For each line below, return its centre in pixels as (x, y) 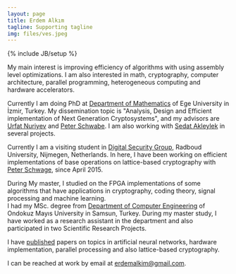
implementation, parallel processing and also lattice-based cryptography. (113, 250)
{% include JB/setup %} (42, 54)
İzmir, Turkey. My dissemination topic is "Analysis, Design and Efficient (110, 111)
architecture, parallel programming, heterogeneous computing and (104, 83)
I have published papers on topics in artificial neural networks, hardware (112, 242)
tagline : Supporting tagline (50, 27)
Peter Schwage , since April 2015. (55, 169)
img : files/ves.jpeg (38, 34)
